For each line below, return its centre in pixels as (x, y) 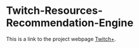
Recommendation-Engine (70, 23)
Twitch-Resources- (54, 11)
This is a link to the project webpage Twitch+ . (61, 39)
